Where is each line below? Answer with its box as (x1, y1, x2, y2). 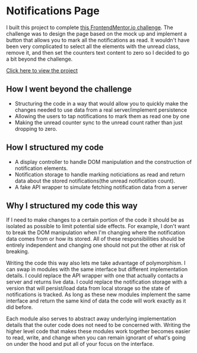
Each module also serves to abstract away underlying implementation (6, 315, 177, 322)
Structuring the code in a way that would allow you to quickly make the (14, 100, 188, 107)
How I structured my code (6, 143, 104, 153)
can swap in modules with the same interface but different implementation (6, 266, 188, 273)
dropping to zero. (14, 125, 58, 132)
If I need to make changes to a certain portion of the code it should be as (6, 216, 185, 223)
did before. (6, 304, 33, 311)
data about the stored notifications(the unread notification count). (14, 177, 176, 184)
